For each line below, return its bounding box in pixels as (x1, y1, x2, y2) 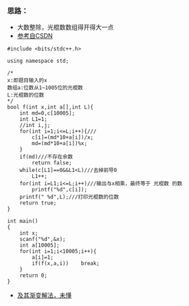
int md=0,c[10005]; (19, 110, 76, 117)
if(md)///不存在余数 (19, 153, 74, 160)
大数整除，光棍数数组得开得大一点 (16, 23, 114, 32)
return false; (32, 160, 72, 166)
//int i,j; (19, 122, 51, 129)
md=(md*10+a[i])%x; (32, 140, 88, 147)
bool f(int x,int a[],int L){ (7, 104, 94, 111)
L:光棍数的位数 (7, 92, 45, 99)
